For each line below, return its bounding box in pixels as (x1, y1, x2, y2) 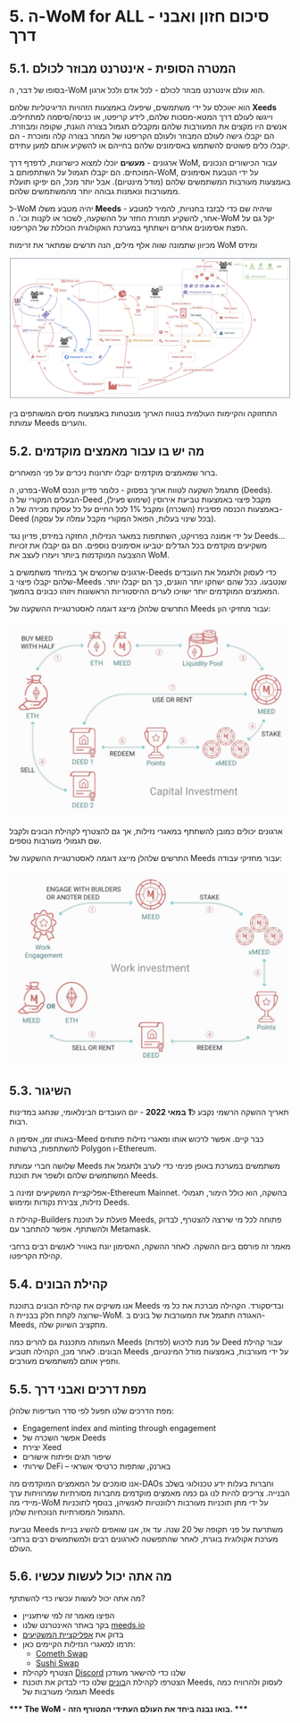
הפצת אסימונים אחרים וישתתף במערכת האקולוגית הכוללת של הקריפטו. (9, 222, 248, 233)
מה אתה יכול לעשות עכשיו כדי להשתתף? (9, 1592, 146, 1603)
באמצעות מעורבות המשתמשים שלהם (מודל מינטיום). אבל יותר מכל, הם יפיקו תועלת (9, 176, 291, 187)
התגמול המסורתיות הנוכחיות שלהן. (9, 1506, 126, 1517)
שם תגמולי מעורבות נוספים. (9, 835, 103, 847)
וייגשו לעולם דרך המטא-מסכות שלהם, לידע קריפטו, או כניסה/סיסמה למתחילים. (9, 112, 274, 122)
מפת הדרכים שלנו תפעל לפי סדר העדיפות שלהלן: (9, 1405, 174, 1416)
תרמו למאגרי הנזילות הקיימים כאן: (21, 1638, 136, 1649)
